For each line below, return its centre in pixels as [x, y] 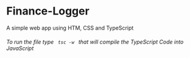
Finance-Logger [48, 11]
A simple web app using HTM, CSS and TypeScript [70, 28]
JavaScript [20, 48]
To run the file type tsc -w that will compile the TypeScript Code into [95, 42]
